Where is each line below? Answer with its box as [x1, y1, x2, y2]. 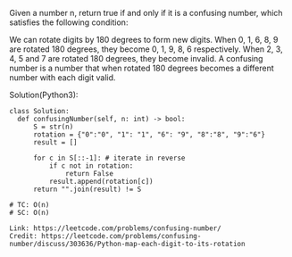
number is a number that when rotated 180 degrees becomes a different [9, 62, 274, 73]
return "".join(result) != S [32, 185, 142, 194]
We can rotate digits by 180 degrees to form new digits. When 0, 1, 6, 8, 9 [9, 35, 279, 45]
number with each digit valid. [9, 72, 116, 83]
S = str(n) [32, 122, 74, 131]
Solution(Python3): [9, 89, 79, 100]
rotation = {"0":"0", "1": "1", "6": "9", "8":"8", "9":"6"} [32, 130, 266, 139]
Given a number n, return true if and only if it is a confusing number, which [9, 8, 283, 18]
